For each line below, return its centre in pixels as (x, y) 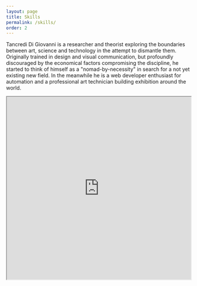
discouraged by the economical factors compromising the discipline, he (92, 63)
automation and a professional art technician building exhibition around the (96, 82)
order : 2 (17, 28)
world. (14, 88)
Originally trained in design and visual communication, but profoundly (90, 57)
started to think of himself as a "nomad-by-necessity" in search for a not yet (98, 69)
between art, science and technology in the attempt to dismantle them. (91, 51)
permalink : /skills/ (31, 22)
